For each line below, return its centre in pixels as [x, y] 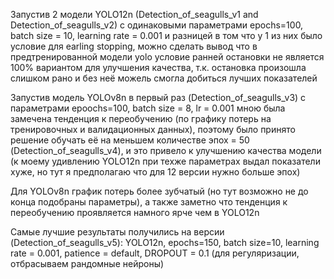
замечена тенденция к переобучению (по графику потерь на [141, 118]
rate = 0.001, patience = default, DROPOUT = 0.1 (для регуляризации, [155, 253]
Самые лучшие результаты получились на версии [117, 232]
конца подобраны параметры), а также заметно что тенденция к [149, 202]
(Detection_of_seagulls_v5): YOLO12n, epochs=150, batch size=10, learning [165, 242]
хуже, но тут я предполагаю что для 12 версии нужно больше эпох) [155, 172]
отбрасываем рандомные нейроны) [87, 263]
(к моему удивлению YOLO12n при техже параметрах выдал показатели [165, 161]
